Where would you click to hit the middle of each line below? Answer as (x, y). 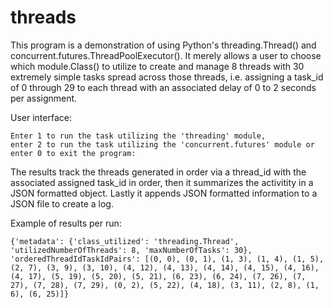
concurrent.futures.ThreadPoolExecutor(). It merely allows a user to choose (166, 55)
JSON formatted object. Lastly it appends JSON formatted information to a (164, 193)
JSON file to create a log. (62, 203)
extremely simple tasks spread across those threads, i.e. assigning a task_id (167, 77)
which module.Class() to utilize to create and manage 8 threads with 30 (157, 66)
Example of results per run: (66, 223)
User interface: (41, 117)
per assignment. (44, 98)
